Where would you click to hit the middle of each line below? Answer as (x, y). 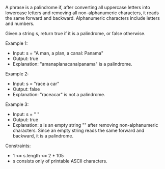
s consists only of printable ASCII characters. (60, 161)
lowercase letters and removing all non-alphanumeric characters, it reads (82, 13)
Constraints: (18, 146)
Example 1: (17, 43)
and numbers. (20, 23)
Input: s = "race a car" (36, 84)
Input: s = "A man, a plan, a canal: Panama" (58, 53)
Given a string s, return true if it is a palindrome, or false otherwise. (76, 33)
